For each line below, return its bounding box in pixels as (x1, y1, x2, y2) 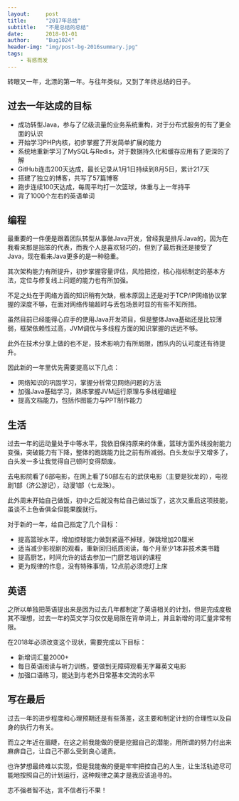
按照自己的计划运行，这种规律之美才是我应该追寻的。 (19, 770, 176, 779)
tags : (7, 51, 23, 58)
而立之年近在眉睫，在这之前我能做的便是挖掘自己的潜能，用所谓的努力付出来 (7, 738, 232, 746)
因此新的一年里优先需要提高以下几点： (7, 364, 119, 372)
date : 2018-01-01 (7, 30, 78, 38)
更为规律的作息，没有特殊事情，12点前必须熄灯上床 (17, 562, 169, 571)
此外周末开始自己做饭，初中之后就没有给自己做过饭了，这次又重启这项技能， (7, 496, 232, 505)
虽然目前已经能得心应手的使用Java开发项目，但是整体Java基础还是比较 (7, 315, 216, 324)
